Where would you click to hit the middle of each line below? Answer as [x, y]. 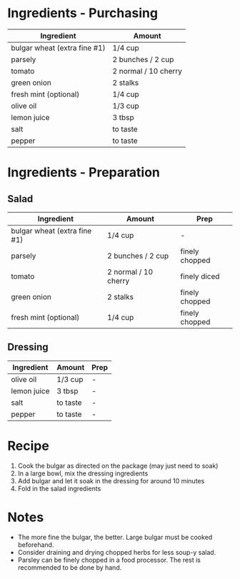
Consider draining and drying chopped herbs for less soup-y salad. [117, 552]
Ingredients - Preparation [84, 172]
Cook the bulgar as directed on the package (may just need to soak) [118, 465]
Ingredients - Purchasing [83, 13]
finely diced [200, 276]
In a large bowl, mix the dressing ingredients [83, 473]
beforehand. [36, 545]
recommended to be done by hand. [70, 567]
